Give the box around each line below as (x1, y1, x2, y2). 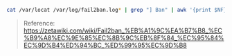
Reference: (23, 19, 55, 27)
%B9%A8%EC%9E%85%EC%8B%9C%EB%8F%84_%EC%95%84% (23, 33, 224, 41)
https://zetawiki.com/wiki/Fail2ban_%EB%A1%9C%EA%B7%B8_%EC (23, 26, 223, 35)
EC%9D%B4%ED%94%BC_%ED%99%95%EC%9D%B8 (23, 41, 188, 49)
